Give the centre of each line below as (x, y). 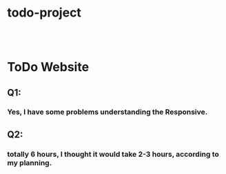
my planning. (30, 162)
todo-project (44, 13)
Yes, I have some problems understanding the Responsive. (107, 112)
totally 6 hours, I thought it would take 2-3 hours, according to (113, 154)
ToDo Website (48, 67)
